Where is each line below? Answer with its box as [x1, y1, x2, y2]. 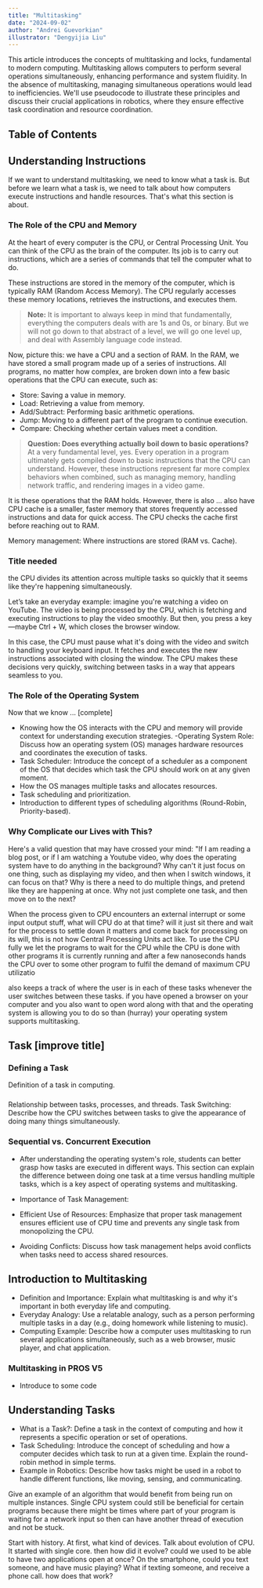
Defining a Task [8, 1062, 69, 1073]
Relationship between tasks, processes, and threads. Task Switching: [8, 1100, 232, 1109]
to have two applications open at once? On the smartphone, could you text [8, 1555, 249, 1564]
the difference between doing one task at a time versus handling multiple [19, 1170, 255, 1180]
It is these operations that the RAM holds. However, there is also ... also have [8, 495, 255, 505]
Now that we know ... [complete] [8, 708, 113, 717]
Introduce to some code [19, 1381, 97, 1390]
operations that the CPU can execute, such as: [8, 374, 158, 385]
